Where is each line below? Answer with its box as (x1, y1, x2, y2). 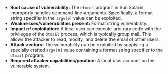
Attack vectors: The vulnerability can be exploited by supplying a (10, 42, 148, 47)
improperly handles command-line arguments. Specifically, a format (10, 10, 153, 16)
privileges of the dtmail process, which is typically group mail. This (10, 31, 151, 37)
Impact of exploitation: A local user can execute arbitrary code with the (10, 26, 161, 32)
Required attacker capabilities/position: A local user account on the (10, 58, 155, 63)
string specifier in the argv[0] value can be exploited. (10, 15, 122, 21)
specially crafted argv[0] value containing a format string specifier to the (10, 47, 163, 53)
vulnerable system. (10, 63, 50, 69)
